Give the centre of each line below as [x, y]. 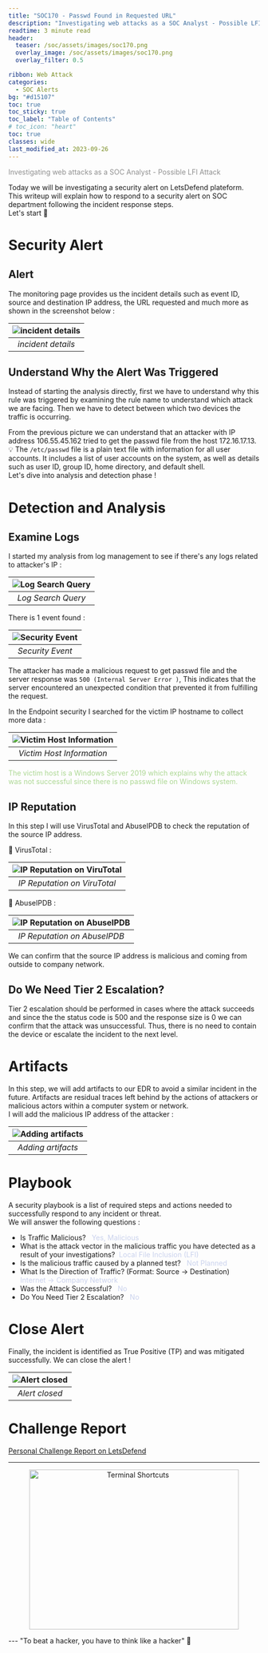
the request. [28, 696]
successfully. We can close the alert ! [70, 1360]
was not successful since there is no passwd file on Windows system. [123, 782]
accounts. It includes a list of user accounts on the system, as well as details [134, 458]
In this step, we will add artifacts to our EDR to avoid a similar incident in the [133, 1089]
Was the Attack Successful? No [73, 1289]
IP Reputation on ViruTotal [67, 883]
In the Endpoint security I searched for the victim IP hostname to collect [126, 711]
